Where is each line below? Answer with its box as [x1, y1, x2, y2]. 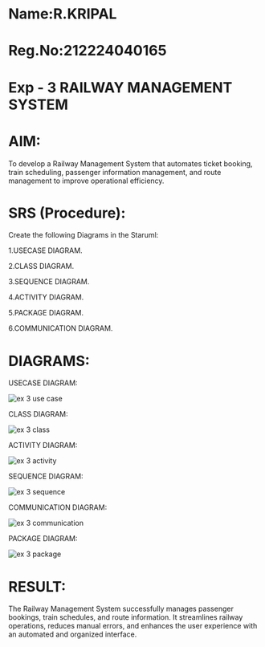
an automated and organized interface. [8, 629, 137, 639]
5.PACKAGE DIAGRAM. [8, 308, 84, 318]
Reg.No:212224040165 [8, 42, 167, 60]
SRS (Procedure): [8, 204, 126, 222]
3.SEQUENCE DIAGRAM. [8, 277, 90, 287]
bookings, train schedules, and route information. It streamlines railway [8, 612, 243, 622]
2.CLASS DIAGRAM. [8, 262, 75, 271]
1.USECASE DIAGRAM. [8, 246, 83, 255]
